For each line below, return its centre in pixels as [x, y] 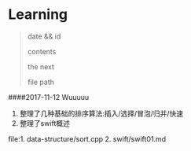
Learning [38, 15]
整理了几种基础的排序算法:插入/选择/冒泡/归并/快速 [101, 113]
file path [41, 82]
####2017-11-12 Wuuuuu [49, 97]
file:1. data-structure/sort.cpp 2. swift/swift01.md [87, 138]
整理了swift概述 [45, 123]
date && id [44, 36]
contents [42, 51]
